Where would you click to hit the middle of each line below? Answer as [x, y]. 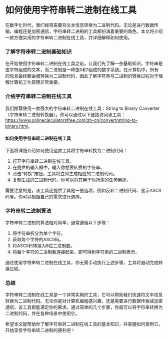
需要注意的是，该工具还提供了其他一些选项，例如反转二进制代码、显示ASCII [83, 190]
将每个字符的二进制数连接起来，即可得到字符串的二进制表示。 [76, 252]
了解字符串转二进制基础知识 [38, 51]
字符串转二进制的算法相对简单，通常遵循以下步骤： [58, 223]
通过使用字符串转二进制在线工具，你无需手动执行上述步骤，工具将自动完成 [82, 263]
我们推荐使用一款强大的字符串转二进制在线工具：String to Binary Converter [82, 108]
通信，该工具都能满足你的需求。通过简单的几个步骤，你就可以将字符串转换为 [84, 307]
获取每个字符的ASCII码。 [38, 240]
